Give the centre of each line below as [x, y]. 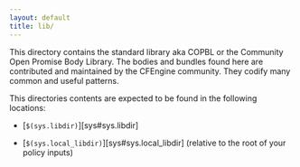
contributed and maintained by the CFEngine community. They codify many [150, 71]
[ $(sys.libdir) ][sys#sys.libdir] [80, 125]
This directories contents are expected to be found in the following [133, 98]
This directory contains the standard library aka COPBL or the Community [146, 51]
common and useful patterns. [64, 80]
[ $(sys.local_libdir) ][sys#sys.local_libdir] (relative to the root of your [154, 143]
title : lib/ [32, 26]
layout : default [40, 18]
